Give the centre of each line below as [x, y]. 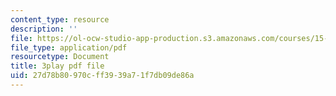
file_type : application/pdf [69, 47]
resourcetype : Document [60, 57]
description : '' [44, 29]
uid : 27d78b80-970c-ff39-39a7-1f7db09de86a [102, 76]
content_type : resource [60, 19]
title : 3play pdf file [57, 66]
